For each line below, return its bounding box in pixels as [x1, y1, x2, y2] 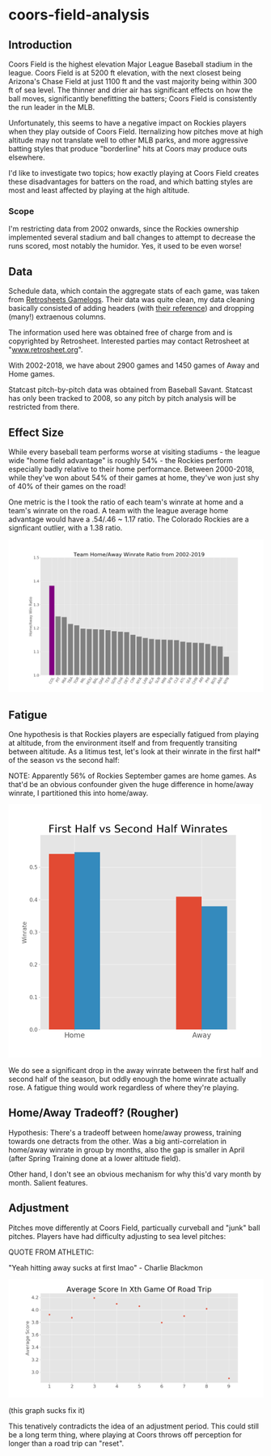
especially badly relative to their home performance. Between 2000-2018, [8, 464, 255, 474]
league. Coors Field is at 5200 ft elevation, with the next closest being [8, 68, 241, 78]
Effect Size [8, 425, 65, 439]
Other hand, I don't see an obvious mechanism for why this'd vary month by [8, 1169, 261, 1179]
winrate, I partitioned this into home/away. [8, 788, 149, 798]
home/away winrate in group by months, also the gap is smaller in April [8, 1144, 245, 1155]
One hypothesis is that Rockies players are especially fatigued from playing [8, 729, 259, 739]
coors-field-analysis [8, 6, 150, 24]
